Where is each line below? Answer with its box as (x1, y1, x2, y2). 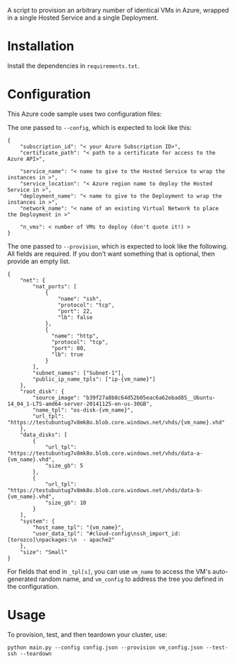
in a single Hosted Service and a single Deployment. (7, 13, 159, 22)
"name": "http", (51, 332, 99, 340)
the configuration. (7, 582, 59, 590)
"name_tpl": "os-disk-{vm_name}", (32, 406, 134, 414)
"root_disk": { (20, 388, 65, 395)
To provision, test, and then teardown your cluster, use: (7, 630, 168, 638)
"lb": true (51, 351, 83, 358)
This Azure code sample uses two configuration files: (7, 109, 162, 118)
